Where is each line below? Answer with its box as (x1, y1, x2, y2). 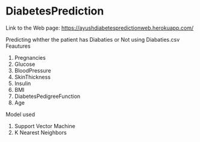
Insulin (14, 80, 31, 87)
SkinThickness (14, 73, 51, 80)
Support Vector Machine (14, 122, 76, 129)
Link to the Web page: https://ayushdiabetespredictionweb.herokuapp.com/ (5, 24, 194, 31)
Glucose (14, 60, 36, 68)
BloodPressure (14, 66, 52, 74)
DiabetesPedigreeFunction (14, 92, 81, 100)
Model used (5, 111, 36, 118)
